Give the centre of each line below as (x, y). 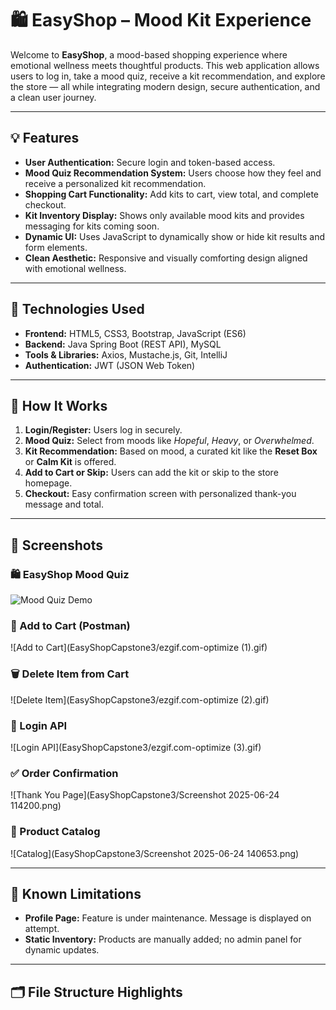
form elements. (56, 247)
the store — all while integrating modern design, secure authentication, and (165, 86)
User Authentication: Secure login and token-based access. (150, 162)
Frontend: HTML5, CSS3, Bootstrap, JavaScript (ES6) (135, 333)
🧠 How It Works (59, 405)
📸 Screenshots (57, 545)
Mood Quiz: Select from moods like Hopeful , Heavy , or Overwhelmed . (169, 441)
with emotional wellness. (75, 268)
